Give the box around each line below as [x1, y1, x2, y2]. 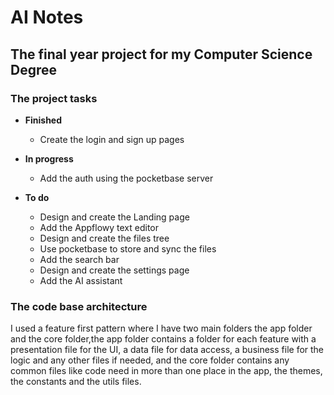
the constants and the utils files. [10, 376, 142, 388]
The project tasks [10, 91, 98, 105]
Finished [24, 114, 63, 126]
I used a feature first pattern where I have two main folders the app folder [10, 322, 313, 335]
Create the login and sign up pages [39, 133, 185, 145]
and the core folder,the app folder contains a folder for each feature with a [10, 333, 317, 345]
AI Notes [10, 6, 84, 29]
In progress [24, 152, 74, 165]
